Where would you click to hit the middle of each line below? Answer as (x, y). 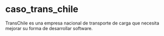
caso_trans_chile (42, 9)
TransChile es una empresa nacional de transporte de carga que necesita (82, 23)
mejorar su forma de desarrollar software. (49, 28)
